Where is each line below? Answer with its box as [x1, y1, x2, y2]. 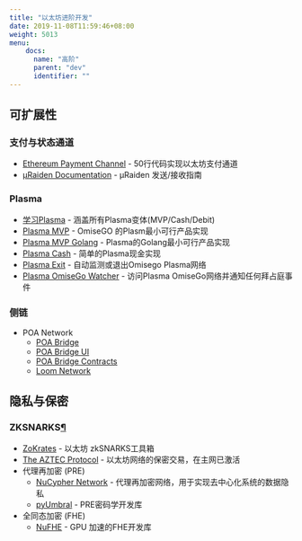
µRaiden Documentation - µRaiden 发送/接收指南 [22, 170, 202, 181]
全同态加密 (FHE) [22, 510, 86, 521]
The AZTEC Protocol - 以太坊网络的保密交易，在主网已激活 [22, 454, 241, 465]
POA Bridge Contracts [35, 356, 119, 367]
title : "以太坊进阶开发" [9, 13, 93, 22]
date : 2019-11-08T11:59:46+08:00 [9, 22, 135, 31]
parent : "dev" [32, 64, 87, 73]
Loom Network [35, 366, 92, 377]
